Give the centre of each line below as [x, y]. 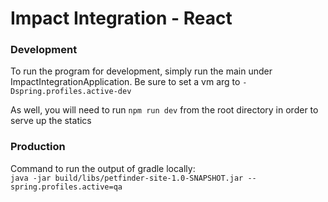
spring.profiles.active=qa [66, 187]
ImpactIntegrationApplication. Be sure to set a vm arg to [125, 82]
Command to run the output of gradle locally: [103, 168]
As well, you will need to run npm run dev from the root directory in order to [164, 110]
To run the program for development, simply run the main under [141, 71]
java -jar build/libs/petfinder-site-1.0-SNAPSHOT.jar [127, 178]
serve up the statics [51, 121]
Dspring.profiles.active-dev [71, 92]
